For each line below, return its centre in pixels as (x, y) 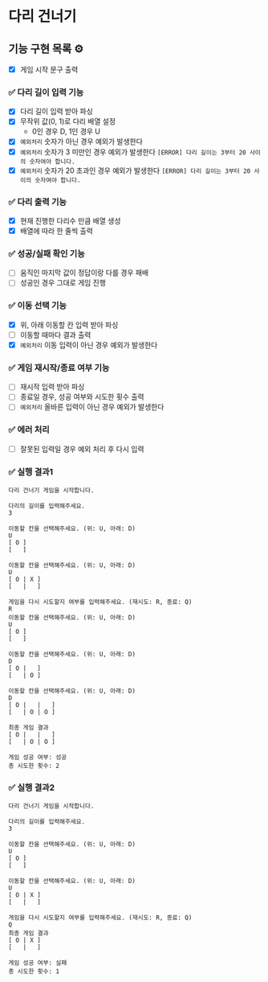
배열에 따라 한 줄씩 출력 (57, 231)
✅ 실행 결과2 (32, 787)
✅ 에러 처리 (29, 429)
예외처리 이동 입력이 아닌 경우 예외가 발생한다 (89, 345)
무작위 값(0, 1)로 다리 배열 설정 (68, 121)
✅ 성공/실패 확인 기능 (47, 254)
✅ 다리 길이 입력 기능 (46, 92)
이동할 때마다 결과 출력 (55, 335)
